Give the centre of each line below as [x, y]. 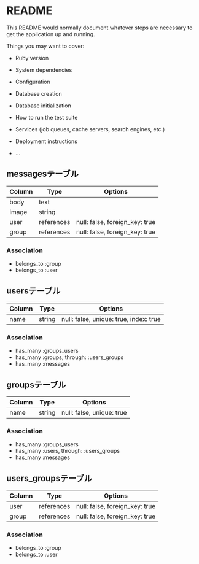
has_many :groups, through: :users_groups [69, 357]
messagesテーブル [42, 174]
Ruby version [32, 58]
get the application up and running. [51, 34]
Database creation [39, 93]
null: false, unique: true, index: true [111, 319]
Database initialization [43, 106]
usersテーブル [33, 291]
